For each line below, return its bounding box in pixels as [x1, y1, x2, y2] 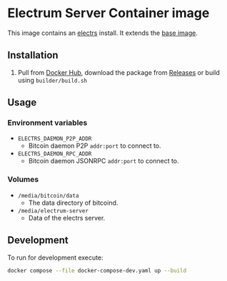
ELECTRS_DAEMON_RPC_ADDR [17, 150, 92, 158]
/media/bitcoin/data [17, 192, 79, 199]
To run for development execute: [7, 253, 104, 262]
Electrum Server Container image [7, 5, 210, 21]
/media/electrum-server [17, 207, 89, 215]
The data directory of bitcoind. [28, 198, 118, 207]
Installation [7, 49, 59, 61]
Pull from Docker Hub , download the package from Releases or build [17, 68, 220, 76]
